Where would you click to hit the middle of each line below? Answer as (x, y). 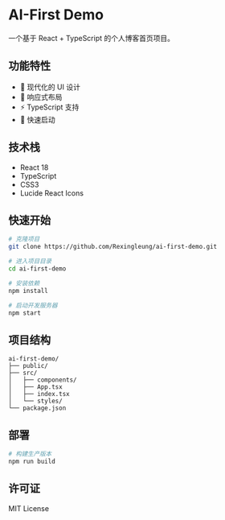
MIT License (29, 508)
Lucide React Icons (52, 193)
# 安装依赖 (24, 283)
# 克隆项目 (24, 239)
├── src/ (23, 373)
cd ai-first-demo (37, 269)
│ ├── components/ (43, 380)
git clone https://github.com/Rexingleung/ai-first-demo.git (113, 247)
